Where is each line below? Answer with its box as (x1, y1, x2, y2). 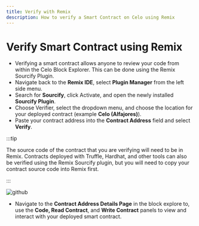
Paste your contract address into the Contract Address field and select (14, 117, 191, 124)
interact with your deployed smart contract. (14, 213, 122, 220)
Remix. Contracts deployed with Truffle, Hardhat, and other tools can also (6, 153, 187, 160)
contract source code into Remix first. (6, 166, 99, 173)
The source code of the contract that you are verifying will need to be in (6, 146, 183, 154)
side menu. (14, 85, 43, 93)
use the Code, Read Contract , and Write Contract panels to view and (14, 207, 187, 214)
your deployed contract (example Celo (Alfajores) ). (14, 111, 142, 118)
